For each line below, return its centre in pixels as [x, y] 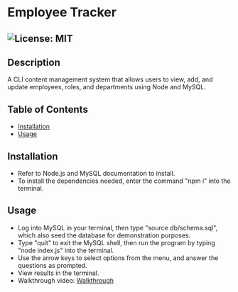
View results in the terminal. [58, 273]
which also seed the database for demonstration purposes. [104, 235]
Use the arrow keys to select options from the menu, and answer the [118, 258]
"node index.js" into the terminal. [66, 250]
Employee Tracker [62, 12]
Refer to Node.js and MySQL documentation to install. [96, 174]
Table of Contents [48, 109]
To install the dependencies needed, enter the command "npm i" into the [124, 181]
